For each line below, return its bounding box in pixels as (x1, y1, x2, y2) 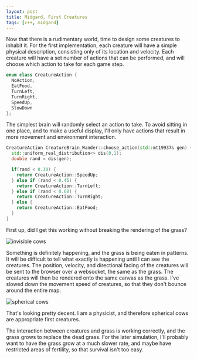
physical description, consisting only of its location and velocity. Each (6, 48, 174, 55)
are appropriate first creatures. (6, 315, 80, 323)
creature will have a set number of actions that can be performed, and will (6, 54, 185, 62)
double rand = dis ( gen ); (11, 156, 72, 162)
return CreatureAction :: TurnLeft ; (16, 183, 101, 189)
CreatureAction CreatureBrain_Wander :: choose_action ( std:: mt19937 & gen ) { (6, 145, 193, 151)
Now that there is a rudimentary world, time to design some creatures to (6, 36, 181, 43)
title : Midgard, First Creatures (6, 14, 88, 20)
